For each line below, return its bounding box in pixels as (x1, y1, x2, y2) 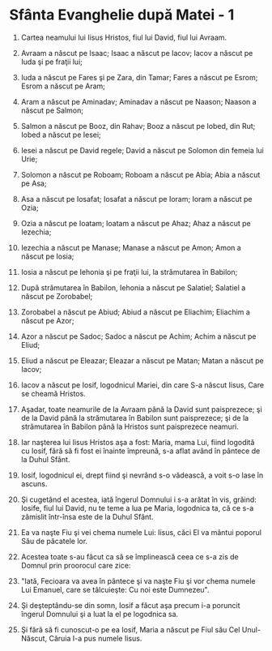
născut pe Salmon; (20, 105, 84, 115)
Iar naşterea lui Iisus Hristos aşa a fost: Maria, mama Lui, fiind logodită (20, 437, 255, 447)
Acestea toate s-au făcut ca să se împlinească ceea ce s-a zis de (20, 551, 239, 561)
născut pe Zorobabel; (20, 291, 93, 301)
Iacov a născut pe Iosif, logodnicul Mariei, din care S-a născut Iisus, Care (20, 379, 265, 390)
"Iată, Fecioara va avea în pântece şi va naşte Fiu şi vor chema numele (20, 576, 256, 585)
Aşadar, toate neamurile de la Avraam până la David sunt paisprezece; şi (20, 404, 262, 414)
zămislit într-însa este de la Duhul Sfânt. (20, 512, 154, 521)
